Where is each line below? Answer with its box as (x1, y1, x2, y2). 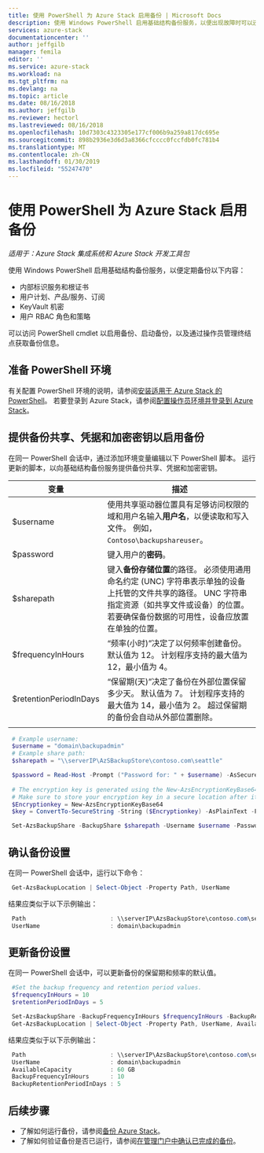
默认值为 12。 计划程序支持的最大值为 (107, 649, 248, 660)
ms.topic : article (8, 92, 68, 100)
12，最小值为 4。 (107, 661, 173, 672)
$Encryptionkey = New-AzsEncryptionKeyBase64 (11, 800, 163, 808)
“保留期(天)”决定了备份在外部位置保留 (107, 676, 247, 687)
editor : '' (8, 56, 44, 64)
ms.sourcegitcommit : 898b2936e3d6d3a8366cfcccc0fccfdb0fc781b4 (8, 135, 220, 144)
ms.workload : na (8, 70, 61, 78)
